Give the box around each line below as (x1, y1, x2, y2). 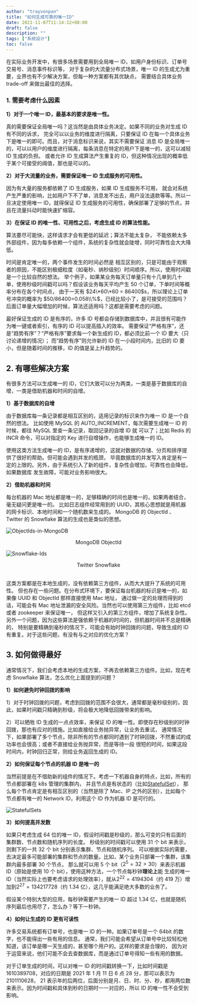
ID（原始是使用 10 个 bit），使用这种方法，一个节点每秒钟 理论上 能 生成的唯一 (6, 868, 191, 875)
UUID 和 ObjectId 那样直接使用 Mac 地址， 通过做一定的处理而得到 (17, 594, 178, 601)
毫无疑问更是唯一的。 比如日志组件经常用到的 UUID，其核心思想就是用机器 (6, 501, 186, 508)
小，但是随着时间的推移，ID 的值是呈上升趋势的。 (6, 344, 126, 352)
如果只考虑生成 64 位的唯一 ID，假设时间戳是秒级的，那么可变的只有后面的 (6, 831, 186, 838)
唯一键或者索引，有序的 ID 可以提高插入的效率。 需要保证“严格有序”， (11, 323, 180, 330)
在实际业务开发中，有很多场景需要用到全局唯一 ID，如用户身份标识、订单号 (6, 58, 188, 65)
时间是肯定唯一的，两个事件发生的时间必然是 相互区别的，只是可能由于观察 (6, 259, 188, 266)
